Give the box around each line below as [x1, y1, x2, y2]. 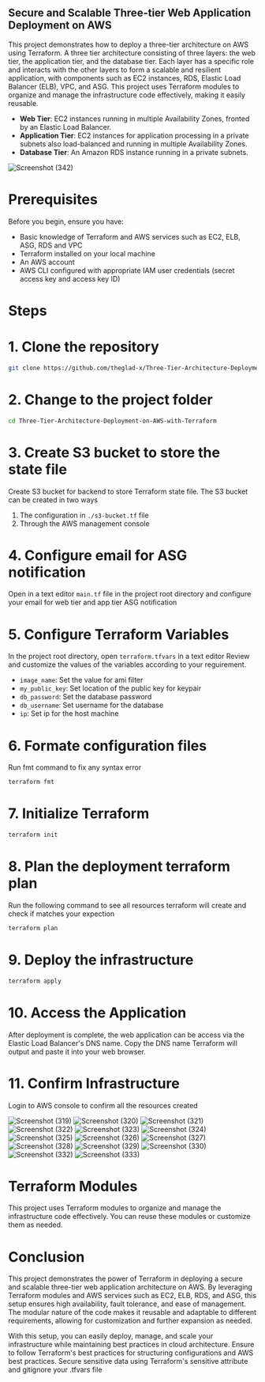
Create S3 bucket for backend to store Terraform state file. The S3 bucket [8, 487, 248, 496]
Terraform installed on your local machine [19, 248, 155, 258]
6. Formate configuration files [8, 736, 207, 755]
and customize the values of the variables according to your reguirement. [8, 660, 247, 669]
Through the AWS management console [19, 518, 150, 528]
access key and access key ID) [19, 274, 121, 283]
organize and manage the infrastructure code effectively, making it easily [8, 90, 246, 100]
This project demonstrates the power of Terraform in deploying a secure [8, 1274, 243, 1284]
